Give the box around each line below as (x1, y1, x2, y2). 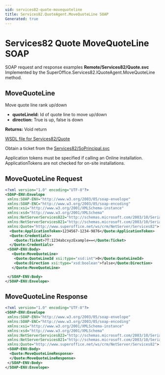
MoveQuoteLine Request (5, 174, 82, 183)
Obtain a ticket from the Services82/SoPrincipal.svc (5, 146, 110, 152)
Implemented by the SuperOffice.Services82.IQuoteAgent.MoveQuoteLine (5, 69, 155, 75)
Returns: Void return (5, 126, 47, 132)
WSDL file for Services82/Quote (5, 136, 70, 142)
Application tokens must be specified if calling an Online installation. (5, 155, 143, 161)
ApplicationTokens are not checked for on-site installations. (5, 160, 125, 166)
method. (5, 75, 22, 81)
